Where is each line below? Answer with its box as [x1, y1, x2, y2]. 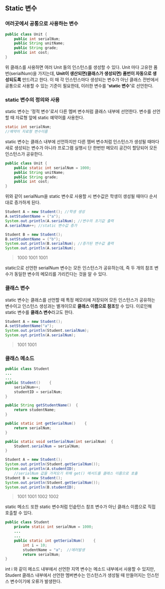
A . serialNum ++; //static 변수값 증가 [5, 223, 77, 228]
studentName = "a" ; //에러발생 [23, 547, 85, 552]
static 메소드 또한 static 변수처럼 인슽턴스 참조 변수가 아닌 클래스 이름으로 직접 [5, 504, 156, 510]
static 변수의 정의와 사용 [5, 96, 60, 103]
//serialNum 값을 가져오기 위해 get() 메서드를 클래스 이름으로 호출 [14, 471, 138, 476]
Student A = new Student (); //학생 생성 [5, 209, 85, 214]
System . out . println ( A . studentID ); [5, 467, 76, 471]
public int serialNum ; [14, 36, 61, 41]
